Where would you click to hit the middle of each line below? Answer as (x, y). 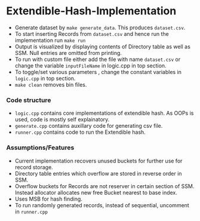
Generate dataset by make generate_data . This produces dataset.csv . (100, 27)
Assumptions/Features (40, 148)
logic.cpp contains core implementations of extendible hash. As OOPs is (104, 113)
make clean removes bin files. (51, 84)
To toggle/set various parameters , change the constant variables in (98, 72)
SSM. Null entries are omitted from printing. (68, 53)
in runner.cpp (31, 211)
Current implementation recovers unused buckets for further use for (99, 161)
